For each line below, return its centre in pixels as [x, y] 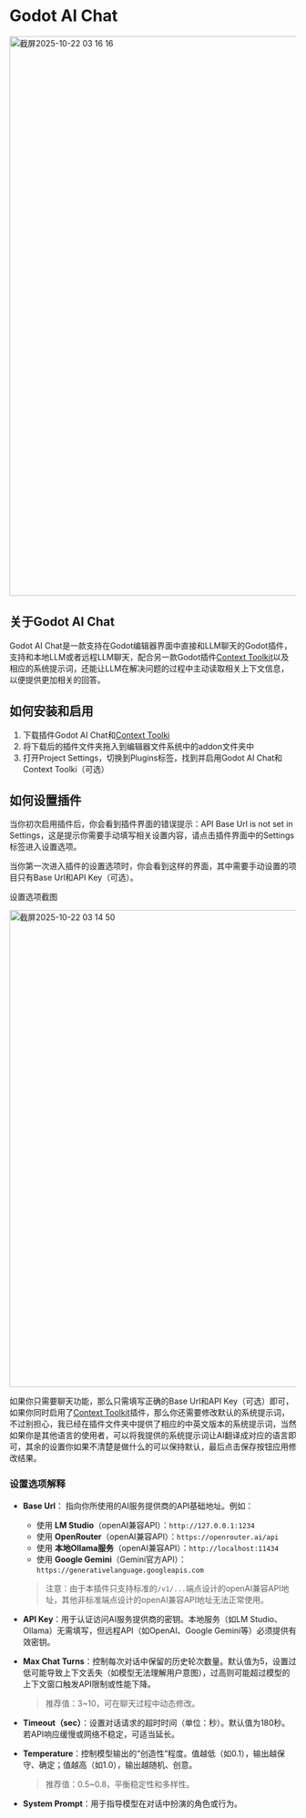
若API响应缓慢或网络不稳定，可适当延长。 [101, 1734]
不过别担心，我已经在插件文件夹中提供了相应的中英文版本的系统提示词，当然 [153, 1424]
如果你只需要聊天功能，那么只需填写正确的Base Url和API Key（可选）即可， [152, 1401]
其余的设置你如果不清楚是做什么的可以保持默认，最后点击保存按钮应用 [157, 1447]
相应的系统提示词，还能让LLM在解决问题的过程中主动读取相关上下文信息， [149, 668]
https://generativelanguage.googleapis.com [120, 1570]
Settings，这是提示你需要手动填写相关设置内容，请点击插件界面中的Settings [152, 835]
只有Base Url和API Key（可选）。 [77, 878]
